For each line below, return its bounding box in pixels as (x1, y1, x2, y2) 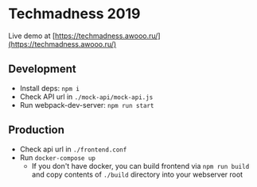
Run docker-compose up (19, 152, 95, 162)
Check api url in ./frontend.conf (19, 144, 127, 154)
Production (8, 124, 65, 137)
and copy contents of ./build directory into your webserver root (31, 170, 243, 179)
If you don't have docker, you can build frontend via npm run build (31, 161, 250, 170)
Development (8, 63, 77, 76)
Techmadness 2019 (8, 5, 141, 23)
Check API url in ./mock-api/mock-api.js (19, 92, 154, 101)
